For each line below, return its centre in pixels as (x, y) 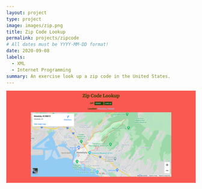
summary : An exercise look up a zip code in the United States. (88, 76)
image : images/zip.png (35, 25)
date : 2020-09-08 (28, 51)
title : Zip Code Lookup (36, 32)
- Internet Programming (41, 70)
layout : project (26, 13)
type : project (24, 19)
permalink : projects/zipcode (43, 38)
